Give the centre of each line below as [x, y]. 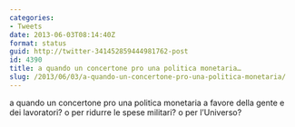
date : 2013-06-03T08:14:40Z [63, 34]
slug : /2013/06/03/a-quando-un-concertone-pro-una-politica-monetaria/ [147, 77]
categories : [32, 18]
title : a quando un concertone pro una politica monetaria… [126, 69]
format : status [38, 43]
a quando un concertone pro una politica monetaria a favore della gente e [147, 103]
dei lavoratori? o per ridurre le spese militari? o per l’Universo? [126, 112]
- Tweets [26, 26]
